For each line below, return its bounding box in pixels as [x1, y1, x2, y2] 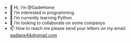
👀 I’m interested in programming [9, 10, 75, 15]
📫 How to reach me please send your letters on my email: [9, 26, 127, 31]
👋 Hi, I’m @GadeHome [9, 5, 55, 10]
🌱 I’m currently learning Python [9, 15, 72, 20]
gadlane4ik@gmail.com [9, 32, 57, 38]
